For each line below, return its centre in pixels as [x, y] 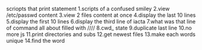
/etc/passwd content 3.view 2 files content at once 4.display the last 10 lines [101, 15]
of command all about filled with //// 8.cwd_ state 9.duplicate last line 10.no [99, 28]
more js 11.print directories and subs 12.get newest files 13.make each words [101, 34]
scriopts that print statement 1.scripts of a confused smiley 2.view [88, 9]
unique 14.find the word [36, 41]
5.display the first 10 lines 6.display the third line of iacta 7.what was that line [101, 21]
